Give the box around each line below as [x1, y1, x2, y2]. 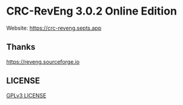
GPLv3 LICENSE [6, 92, 47, 99]
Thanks [6, 42, 36, 52]
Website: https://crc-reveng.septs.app [6, 24, 102, 32]
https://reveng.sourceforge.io [6, 58, 80, 65]
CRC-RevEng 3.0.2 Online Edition [6, 4, 178, 18]
